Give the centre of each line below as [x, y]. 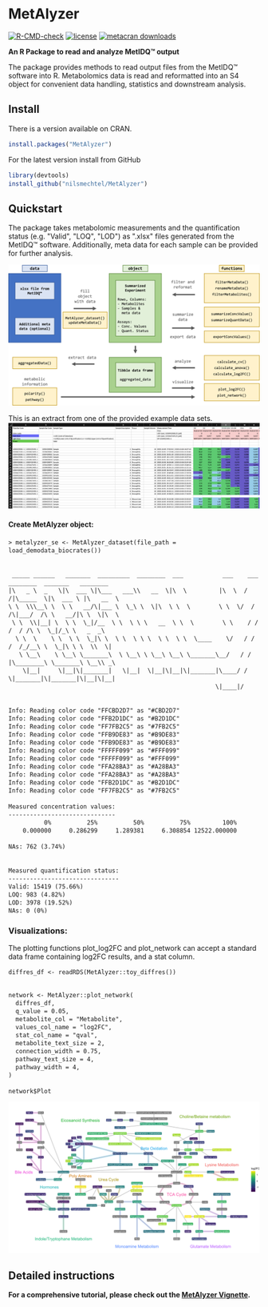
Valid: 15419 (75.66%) [46, 886]
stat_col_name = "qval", [57, 1035]
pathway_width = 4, [48, 1067]
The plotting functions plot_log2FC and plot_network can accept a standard [132, 948]
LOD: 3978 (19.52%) [41, 902]
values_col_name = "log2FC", [64, 1027]
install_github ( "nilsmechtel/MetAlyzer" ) [78, 184]
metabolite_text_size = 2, [60, 1043]
